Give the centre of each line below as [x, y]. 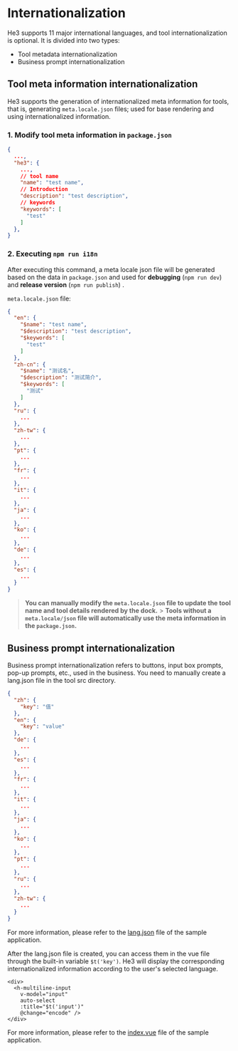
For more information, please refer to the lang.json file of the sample [107, 932]
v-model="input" [44, 994]
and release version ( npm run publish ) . [66, 284]
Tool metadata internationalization [67, 54]
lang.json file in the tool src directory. [61, 681]
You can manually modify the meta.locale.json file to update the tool [128, 603]
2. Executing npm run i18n [53, 254]
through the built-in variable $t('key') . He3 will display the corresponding [116, 961]
